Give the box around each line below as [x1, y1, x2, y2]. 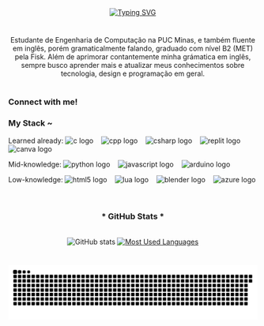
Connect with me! [8, 96, 78, 107]
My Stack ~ [8, 118, 53, 129]
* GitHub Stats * [101, 211, 164, 222]
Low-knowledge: [8, 174, 63, 184]
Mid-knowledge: [8, 159, 62, 169]
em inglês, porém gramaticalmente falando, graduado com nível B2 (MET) [12, 43, 254, 54]
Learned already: [8, 136, 64, 145]
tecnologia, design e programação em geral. [60, 69, 206, 78]
